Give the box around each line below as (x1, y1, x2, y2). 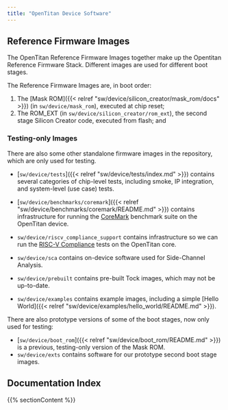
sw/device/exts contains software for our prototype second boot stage (16, 350, 217, 359)
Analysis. (16, 261, 43, 269)
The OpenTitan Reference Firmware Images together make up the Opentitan (7, 53, 222, 62)
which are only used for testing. (7, 156, 97, 165)
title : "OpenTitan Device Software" (7, 10, 112, 17)
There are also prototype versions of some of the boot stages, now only (7, 315, 210, 323)
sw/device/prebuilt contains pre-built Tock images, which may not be (16, 274, 216, 282)
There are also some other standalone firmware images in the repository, (7, 149, 213, 158)
